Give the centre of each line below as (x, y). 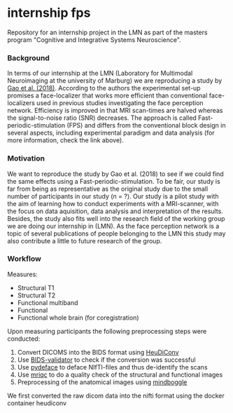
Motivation (26, 158)
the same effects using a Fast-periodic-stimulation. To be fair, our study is (114, 181)
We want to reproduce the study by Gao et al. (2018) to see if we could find (115, 174)
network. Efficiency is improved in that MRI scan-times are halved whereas (115, 111)
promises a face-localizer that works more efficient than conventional (107, 95)
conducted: (24, 339)
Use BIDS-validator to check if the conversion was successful (106, 360)
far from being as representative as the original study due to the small (108, 189)
